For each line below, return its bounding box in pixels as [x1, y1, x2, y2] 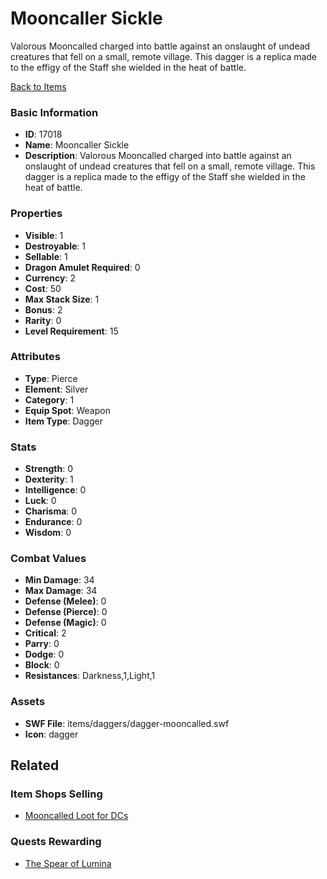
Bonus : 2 [24, 303, 63, 316]
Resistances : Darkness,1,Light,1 [24, 670, 156, 682]
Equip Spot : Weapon [24, 404, 111, 416]
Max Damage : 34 [24, 585, 98, 597]
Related [10, 757, 60, 774]
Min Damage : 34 [24, 574, 95, 586]
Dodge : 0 [24, 648, 65, 661]
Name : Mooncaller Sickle [24, 139, 130, 151]
